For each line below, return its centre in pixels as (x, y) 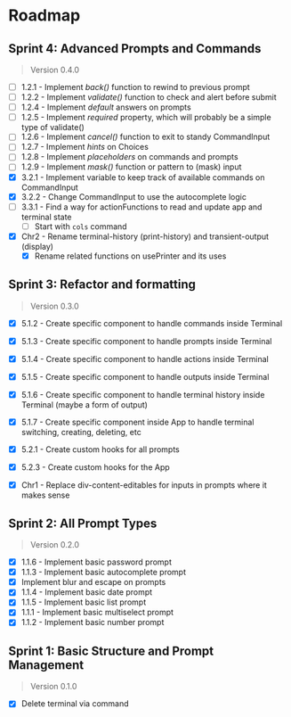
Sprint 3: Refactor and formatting (102, 285)
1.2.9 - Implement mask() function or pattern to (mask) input (131, 167)
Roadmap (44, 16)
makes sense (45, 495)
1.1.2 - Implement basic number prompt (93, 622)
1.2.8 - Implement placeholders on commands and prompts (129, 157)
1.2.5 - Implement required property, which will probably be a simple (146, 118)
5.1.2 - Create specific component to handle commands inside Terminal (152, 323)
